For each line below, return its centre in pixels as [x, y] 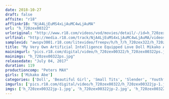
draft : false [19, 14]
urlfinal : [16, 38]
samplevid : [17, 42]
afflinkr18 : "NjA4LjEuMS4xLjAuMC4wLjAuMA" [50, 24]
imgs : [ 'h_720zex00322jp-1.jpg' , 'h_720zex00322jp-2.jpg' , [68, 89]
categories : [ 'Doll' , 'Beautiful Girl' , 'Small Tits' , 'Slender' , [76, 79]
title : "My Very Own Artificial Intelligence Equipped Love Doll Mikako [83, 47]
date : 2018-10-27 [23, 10]
